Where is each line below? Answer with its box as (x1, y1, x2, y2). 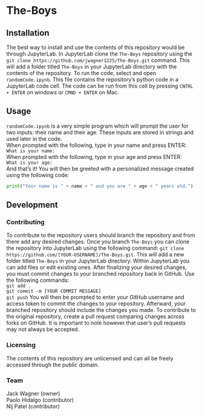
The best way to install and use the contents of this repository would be (6, 44, 185, 51)
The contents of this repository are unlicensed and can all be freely (6, 354, 174, 362)
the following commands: (6, 276, 70, 284)
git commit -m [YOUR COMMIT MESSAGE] (6, 288, 102, 294)
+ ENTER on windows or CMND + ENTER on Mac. (6, 89, 119, 96)
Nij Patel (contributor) (6, 403, 60, 410)
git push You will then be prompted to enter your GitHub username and (6, 294, 184, 301)
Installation (6, 28, 50, 38)
